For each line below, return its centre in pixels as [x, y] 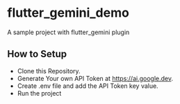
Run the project [39, 93]
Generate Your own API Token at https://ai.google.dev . [95, 78]
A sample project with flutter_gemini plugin [68, 32]
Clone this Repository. [49, 70]
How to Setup [37, 54]
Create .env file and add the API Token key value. [88, 86]
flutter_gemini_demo [68, 13]
